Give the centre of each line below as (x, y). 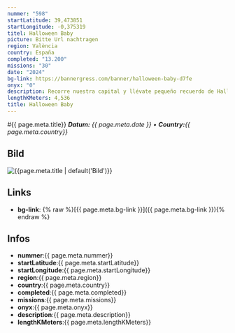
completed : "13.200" (37, 59)
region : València (33, 46)
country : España (31, 53)
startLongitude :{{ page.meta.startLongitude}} (84, 270)
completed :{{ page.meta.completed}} (72, 293)
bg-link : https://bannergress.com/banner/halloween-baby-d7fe (100, 79)
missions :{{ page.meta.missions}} (67, 300)
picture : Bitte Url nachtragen (53, 40)
